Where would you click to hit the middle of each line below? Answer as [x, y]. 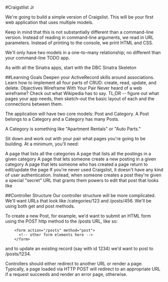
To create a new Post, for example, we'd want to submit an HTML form [78, 216]
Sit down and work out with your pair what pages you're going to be [75, 138]
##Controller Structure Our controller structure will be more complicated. [80, 195]
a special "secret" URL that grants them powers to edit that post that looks [82, 180]
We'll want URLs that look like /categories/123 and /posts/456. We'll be [78, 201]
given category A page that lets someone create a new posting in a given [81, 159]
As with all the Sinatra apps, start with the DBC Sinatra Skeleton [71, 68]
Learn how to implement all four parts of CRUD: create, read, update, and [81, 83]
